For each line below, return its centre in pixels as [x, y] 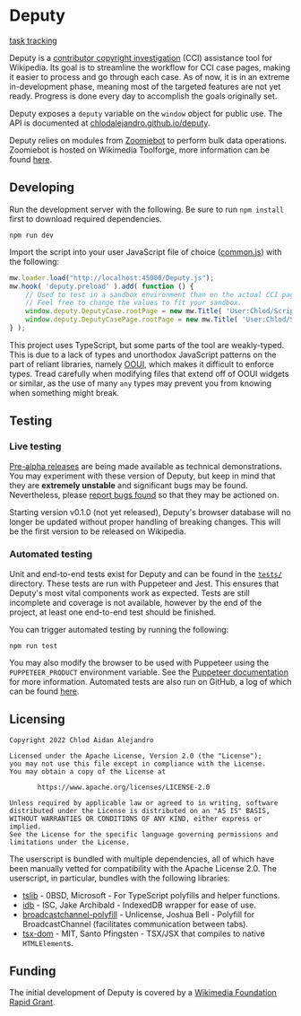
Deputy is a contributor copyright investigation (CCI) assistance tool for [141, 57]
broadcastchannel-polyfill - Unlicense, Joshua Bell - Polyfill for [138, 914]
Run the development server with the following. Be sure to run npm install [146, 209]
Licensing [37, 719]
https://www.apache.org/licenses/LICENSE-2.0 [124, 787]
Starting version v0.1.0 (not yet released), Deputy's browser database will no [150, 512]
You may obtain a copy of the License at [88, 771]
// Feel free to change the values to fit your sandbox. [134, 303]
